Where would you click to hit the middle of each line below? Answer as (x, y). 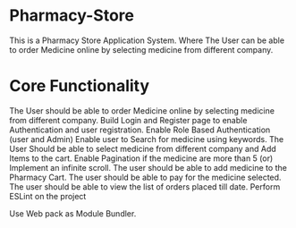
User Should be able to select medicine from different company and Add (143, 148)
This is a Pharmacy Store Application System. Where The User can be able (147, 40)
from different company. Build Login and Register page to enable (128, 120)
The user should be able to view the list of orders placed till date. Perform (145, 186)
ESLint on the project (48, 196)
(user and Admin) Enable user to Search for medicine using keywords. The (147, 139)
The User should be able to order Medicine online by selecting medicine (142, 110)
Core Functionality (80, 86)
